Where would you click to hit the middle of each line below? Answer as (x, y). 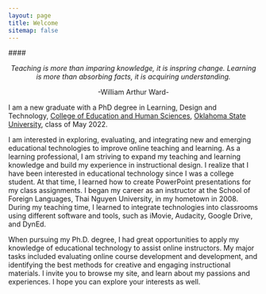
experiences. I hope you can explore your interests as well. (104, 282)
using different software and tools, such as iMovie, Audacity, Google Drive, (131, 216)
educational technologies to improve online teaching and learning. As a (124, 149)
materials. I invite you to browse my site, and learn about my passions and (129, 273)
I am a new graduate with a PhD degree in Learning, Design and (112, 107)
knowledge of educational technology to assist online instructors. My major (131, 248)
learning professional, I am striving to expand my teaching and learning (124, 157)
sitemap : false (33, 30)
